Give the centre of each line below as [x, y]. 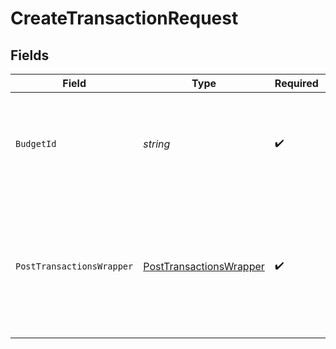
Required [296, 83]
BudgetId [36, 143]
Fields [30, 55]
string [157, 144]
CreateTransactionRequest [124, 18]
